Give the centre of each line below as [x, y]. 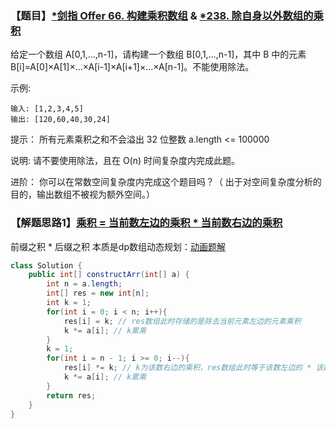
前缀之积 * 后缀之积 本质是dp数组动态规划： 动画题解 [118, 246]
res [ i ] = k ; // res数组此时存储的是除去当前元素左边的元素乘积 [182, 321]
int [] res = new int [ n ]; [98, 293]
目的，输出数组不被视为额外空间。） [82, 194]
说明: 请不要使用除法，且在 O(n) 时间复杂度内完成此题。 [125, 161]
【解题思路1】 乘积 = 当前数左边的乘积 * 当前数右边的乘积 [146, 223]
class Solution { [46, 265]
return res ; [71, 395]
